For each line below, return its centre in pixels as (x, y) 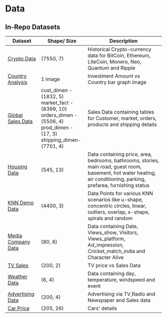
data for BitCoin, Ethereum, (119, 55)
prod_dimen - (57, 127)
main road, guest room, (115, 167)
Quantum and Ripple (112, 68)
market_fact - (57, 103)
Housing (17, 167)
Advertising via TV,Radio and (122, 294)
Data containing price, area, (120, 154)
